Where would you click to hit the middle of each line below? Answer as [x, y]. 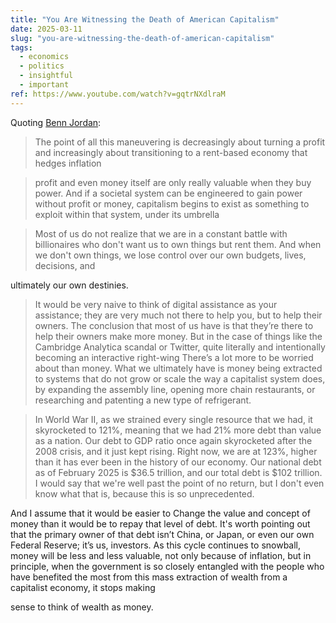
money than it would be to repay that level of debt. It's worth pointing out [160, 523]
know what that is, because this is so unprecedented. [144, 493]
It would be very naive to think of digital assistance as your [156, 304]
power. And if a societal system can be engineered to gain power [168, 193]
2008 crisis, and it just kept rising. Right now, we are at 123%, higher [176, 451]
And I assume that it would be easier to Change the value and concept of [160, 513]
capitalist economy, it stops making [83, 587]
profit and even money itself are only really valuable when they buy [173, 182]
